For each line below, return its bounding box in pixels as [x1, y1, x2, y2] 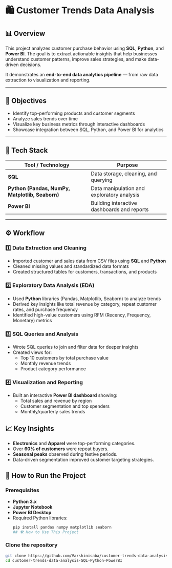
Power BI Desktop [12, 509, 52, 515]
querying [91, 176, 113, 183]
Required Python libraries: [12, 515, 68, 521]
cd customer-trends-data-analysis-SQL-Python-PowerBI [5, 558, 123, 563]
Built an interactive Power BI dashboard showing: [12, 392, 118, 398]
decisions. [19, 61, 42, 68]
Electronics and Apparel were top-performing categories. [12, 440, 136, 447]
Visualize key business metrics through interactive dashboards [12, 121, 145, 127]
